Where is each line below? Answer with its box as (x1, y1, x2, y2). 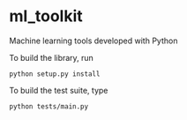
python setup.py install (9, 69, 101, 79)
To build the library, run (9, 52, 94, 63)
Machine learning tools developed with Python (9, 35, 178, 46)
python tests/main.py (9, 101, 89, 111)
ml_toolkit (9, 6, 83, 26)
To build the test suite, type (9, 85, 108, 95)
